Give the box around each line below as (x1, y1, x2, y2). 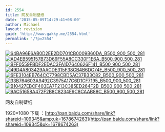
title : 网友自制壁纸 (5, 12, 45, 17)
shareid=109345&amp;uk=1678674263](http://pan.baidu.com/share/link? (5, 116, 160, 122)
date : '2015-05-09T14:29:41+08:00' (5, 17, 81, 22)
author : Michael (5, 22, 40, 27)
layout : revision (5, 27, 43, 32)
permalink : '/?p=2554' (5, 36, 54, 42)
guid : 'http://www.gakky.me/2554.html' (5, 31, 91, 36)
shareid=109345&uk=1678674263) (5, 121, 78, 127)
